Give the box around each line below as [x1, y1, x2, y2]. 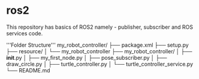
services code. [6, 29, 43, 37]
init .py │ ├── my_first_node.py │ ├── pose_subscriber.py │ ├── [6, 54, 167, 61]
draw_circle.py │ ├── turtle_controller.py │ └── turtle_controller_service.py [6, 60, 194, 68]
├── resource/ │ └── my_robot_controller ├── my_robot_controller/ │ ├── [6, 47, 192, 54]
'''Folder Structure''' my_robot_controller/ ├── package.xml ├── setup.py [6, 41, 189, 48]
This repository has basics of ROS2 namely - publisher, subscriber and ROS [6, 23, 194, 31]
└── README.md [6, 66, 50, 74]
